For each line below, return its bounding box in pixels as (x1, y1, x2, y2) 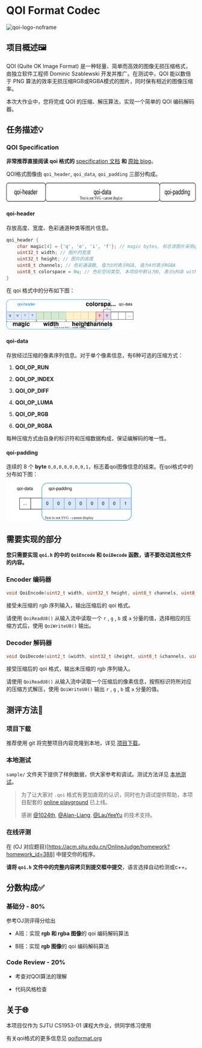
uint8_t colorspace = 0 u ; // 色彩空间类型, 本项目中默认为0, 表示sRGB (17, 269, 184, 275)
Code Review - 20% (6, 958, 66, 967)
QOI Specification (6, 143, 59, 151)
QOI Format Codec (6, 4, 100, 17)
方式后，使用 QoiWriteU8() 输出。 (11, 622, 94, 629)
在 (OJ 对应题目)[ (6, 843, 49, 850)
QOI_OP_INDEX (14, 375, 54, 383)
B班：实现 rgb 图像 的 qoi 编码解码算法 (14, 942, 109, 950)
